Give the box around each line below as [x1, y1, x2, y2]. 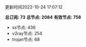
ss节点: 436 [12, 24, 36, 30]
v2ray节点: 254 [12, 31, 43, 36]
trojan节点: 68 [12, 36, 40, 42]
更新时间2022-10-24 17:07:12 [5, 4, 63, 10]
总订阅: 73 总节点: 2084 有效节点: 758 [5, 14, 81, 20]
